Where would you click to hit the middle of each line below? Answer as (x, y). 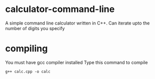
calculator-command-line (60, 9)
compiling (26, 49)
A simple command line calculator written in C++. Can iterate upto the (77, 23)
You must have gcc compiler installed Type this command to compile (76, 62)
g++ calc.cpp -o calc (28, 71)
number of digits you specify (35, 28)
